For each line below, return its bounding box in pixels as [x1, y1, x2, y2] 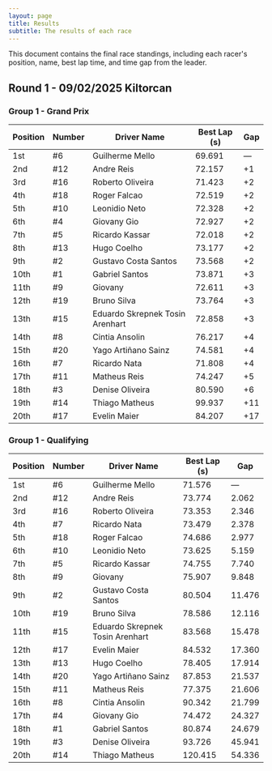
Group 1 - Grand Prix [8, 105, 90, 117]
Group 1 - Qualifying [8, 434, 89, 445]
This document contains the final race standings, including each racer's [8, 49, 248, 59]
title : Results [8, 19, 60, 28]
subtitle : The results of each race [8, 27, 132, 35]
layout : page [8, 11, 53, 20]
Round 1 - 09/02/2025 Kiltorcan [8, 81, 172, 95]
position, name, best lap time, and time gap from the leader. [8, 58, 208, 67]
